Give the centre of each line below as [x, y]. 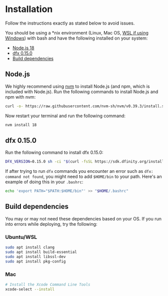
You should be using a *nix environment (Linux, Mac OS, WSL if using [77, 33]
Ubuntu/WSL [21, 237]
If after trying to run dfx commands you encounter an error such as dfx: [79, 171]
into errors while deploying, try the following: [51, 224]
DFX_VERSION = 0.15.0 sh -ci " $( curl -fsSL [49, 162]
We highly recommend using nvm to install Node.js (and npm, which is [77, 86]
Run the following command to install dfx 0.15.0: [54, 153]
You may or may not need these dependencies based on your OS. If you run [83, 218]
